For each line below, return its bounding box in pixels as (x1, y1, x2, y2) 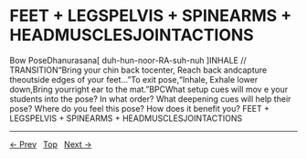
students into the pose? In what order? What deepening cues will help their (9, 93, 291, 104)
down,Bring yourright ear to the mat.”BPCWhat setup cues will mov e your (9, 84, 289, 94)
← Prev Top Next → (9, 138, 92, 150)
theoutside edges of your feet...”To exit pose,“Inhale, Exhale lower (9, 74, 259, 84)
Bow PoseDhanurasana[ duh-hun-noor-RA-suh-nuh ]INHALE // (9, 55, 247, 65)
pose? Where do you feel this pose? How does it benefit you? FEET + (9, 103, 270, 114)
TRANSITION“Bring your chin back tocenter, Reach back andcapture (9, 65, 268, 75)
